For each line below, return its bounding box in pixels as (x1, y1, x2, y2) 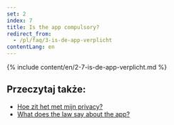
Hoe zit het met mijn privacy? (16, 102, 103, 111)
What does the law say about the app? (16, 109, 130, 118)
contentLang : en (6, 43, 55, 50)
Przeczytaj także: (6, 83, 86, 96)
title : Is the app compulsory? (6, 23, 100, 31)
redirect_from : (6, 30, 52, 38)
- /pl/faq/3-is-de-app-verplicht (13, 37, 113, 44)
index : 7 (6, 17, 33, 24)
